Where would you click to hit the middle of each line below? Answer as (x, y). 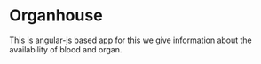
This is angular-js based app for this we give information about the (131, 40)
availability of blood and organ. (66, 49)
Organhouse (56, 16)
